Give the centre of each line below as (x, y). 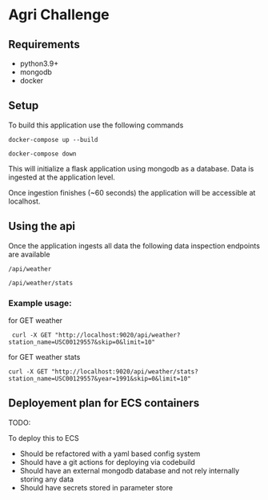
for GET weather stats (44, 357)
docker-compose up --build (53, 139)
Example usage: (40, 303)
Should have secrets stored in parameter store (96, 487)
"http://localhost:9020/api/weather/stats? (124, 371)
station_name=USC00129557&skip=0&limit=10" (82, 342)
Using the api (42, 226)
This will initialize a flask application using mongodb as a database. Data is (131, 168)
